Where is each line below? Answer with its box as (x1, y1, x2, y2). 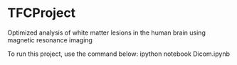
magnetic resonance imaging (7, 35, 93, 44)
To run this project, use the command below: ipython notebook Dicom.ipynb (7, 49, 230, 58)
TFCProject (7, 5, 76, 21)
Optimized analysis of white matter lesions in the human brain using (7, 28, 206, 37)
